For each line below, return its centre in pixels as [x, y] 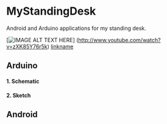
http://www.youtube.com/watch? [119, 40]
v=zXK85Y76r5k [27, 46]
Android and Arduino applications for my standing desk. [76, 28]
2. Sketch [19, 95]
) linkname [60, 46]
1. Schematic [23, 81]
